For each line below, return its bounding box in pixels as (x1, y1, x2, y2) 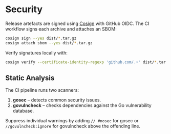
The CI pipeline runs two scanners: (5, 87, 79, 93)
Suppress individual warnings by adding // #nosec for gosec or (5, 118, 139, 124)
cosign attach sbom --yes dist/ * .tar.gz (5, 40, 93, 45)
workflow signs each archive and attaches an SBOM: (5, 25, 117, 32)
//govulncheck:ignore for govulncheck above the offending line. (5, 123, 141, 129)
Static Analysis (5, 73, 55, 82)
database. (12, 108, 34, 114)
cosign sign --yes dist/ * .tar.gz (5, 36, 77, 41)
